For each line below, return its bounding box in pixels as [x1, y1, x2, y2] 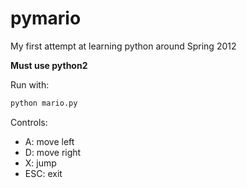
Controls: [10, 116, 48, 128]
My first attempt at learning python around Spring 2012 [10, 40, 237, 52]
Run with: [10, 78, 50, 91]
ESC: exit [24, 167, 63, 179]
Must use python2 [10, 59, 88, 71]
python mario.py [10, 98, 78, 108]
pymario [10, 7, 82, 30]
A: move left [24, 135, 75, 147]
